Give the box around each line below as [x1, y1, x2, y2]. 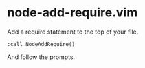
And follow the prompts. [7, 53, 76, 61]
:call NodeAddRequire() [7, 41, 76, 47]
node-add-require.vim [7, 5, 138, 21]
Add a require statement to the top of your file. [7, 27, 139, 36]
